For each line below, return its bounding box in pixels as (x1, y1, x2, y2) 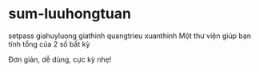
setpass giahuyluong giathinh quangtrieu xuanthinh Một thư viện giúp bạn (8, 31, 252, 40)
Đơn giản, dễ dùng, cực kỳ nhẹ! (8, 55, 112, 64)
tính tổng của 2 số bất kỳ (8, 39, 90, 48)
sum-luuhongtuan (8, 5, 132, 23)
